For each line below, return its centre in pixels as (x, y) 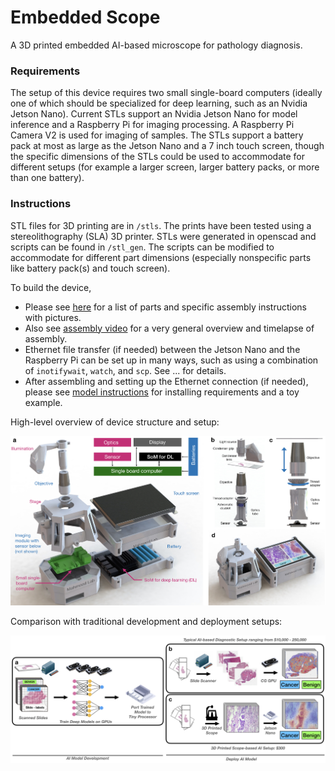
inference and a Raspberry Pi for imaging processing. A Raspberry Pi (152, 125)
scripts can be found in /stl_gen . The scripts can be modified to (142, 247)
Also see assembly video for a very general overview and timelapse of (169, 328)
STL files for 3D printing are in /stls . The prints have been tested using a (161, 225)
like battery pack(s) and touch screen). (90, 268)
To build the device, (51, 287)
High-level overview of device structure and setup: (115, 422)
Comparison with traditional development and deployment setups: (146, 621)
